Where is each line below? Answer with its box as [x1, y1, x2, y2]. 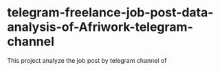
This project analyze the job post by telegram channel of [7, 56, 167, 64]
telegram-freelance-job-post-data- [7, 5, 214, 20]
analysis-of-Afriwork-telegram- [7, 19, 194, 35]
